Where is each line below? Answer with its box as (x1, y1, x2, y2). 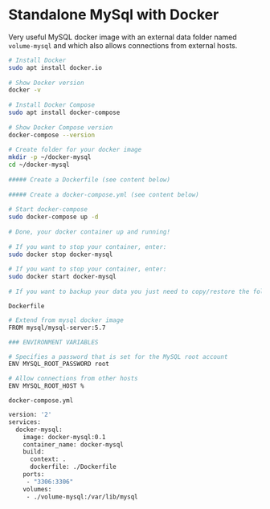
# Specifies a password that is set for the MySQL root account (8, 352, 228, 360)
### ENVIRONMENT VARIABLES (8, 338, 99, 346)
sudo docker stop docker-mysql (8, 250, 113, 259)
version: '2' (8, 411, 52, 419)
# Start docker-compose (8, 206, 88, 214)
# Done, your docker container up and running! (8, 228, 171, 236)
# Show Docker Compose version (8, 123, 113, 132)
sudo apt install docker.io (8, 63, 103, 71)
